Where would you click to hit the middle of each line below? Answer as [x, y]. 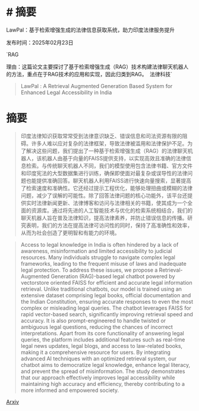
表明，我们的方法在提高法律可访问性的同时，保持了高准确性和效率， [109, 225]
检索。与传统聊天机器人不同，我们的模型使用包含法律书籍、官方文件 [109, 166]
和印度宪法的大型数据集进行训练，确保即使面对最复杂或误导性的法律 [104, 173]
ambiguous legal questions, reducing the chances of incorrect [97, 327]
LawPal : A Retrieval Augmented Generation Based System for [97, 86]
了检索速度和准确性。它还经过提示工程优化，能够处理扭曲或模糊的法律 [107, 188]
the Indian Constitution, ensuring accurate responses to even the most [107, 301]
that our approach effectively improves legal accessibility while [98, 377]
